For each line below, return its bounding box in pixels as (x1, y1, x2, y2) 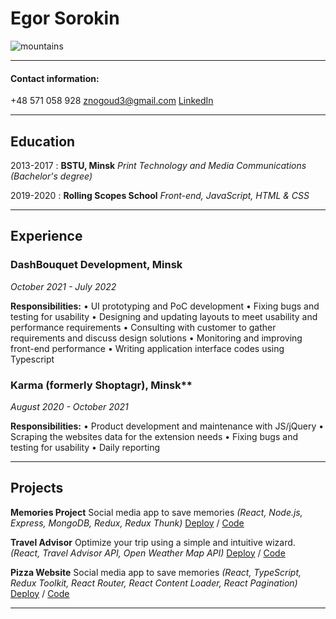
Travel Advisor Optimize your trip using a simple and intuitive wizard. (10, 536, 296, 548)
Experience (10, 228, 83, 245)
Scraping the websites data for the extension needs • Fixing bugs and (10, 430, 298, 442)
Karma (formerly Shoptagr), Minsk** (10, 378, 193, 392)
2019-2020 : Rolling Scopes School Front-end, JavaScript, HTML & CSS (10, 189, 310, 201)
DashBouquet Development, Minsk (10, 258, 183, 272)
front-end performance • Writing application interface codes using (10, 342, 285, 354)
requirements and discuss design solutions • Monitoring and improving (10, 332, 303, 344)
